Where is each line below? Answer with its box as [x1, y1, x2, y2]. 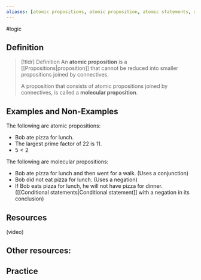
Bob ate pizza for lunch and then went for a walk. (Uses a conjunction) [14, 170, 189, 177]
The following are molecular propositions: [6, 158, 109, 165]
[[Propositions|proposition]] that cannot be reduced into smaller [20, 65, 178, 72]
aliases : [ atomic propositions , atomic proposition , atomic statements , [6, 8, 191, 15]
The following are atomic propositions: [6, 122, 101, 129]
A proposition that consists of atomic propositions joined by [20, 83, 168, 90]
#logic [6, 25, 22, 32]
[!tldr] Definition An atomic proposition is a [20, 58, 127, 66]
